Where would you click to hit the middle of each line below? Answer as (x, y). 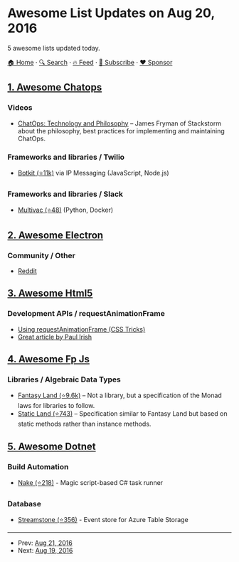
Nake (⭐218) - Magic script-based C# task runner (90, 482)
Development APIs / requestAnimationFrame (86, 314)
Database (24, 504)
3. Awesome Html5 (50, 293)
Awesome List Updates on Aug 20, (111, 13)
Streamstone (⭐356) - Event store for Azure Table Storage (103, 520)
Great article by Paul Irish (55, 337)
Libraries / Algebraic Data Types (64, 379)
